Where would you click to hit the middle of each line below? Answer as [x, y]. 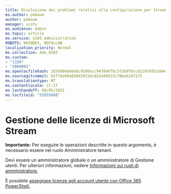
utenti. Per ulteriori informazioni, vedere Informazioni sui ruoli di [72, 166]
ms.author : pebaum [25, 15]
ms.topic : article [25, 34]
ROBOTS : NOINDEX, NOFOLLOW [34, 43]
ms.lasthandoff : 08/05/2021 [35, 90]
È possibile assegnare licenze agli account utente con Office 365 [73, 181]
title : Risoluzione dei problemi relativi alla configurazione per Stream [86, 10]
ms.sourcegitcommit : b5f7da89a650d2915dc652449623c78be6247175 [74, 76]
